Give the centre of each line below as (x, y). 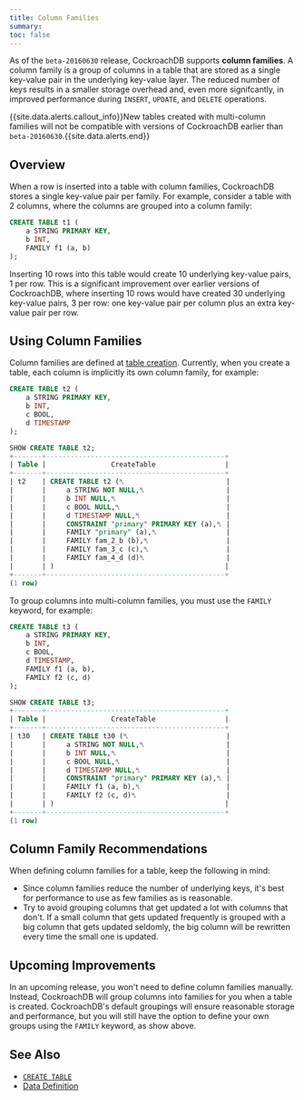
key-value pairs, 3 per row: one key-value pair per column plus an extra (143, 303)
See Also (35, 1054)
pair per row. (55, 312)
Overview (38, 165)
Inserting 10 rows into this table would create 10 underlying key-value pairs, (151, 274)
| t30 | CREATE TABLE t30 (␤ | (120, 736)
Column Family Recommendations (108, 850)
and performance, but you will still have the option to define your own (139, 1016)
